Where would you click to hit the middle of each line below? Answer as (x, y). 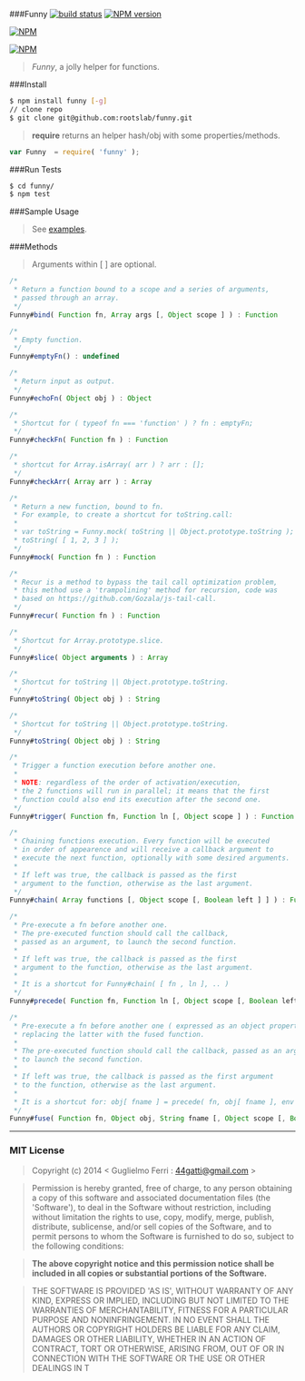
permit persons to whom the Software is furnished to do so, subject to (163, 1236)
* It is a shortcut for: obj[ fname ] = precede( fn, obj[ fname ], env (154, 1102)
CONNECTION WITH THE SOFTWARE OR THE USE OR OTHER (148, 1358)
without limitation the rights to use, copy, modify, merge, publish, (153, 1217)
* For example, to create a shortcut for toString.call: (123, 515)
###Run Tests (35, 169)
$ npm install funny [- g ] (58, 101)
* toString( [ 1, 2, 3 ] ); (66, 540)
